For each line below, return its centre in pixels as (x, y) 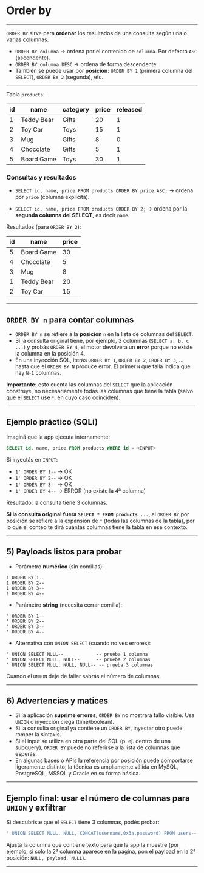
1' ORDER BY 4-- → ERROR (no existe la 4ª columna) (80, 490)
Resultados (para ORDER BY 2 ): (44, 227)
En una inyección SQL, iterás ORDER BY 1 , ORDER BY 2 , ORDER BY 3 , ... (99, 360)
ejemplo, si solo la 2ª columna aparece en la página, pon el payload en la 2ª (101, 851)
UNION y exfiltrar (36, 807)
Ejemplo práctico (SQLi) (52, 422)
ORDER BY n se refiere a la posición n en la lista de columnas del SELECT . (104, 334)
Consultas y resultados (41, 177)
